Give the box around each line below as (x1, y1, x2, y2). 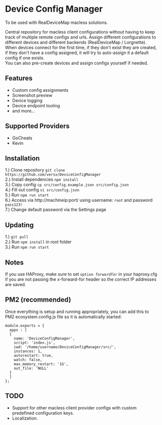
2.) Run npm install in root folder (5, 239, 72, 245)
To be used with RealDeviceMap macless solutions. (5, 19, 108, 25)
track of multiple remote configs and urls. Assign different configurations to (5, 34, 156, 40)
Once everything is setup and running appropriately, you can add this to (5, 309, 149, 314)
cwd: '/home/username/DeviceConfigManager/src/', (14, 345, 117, 349)
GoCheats (12, 135, 33, 141)
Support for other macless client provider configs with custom (12, 405, 137, 410)
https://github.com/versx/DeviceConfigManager (5, 172, 101, 177)
